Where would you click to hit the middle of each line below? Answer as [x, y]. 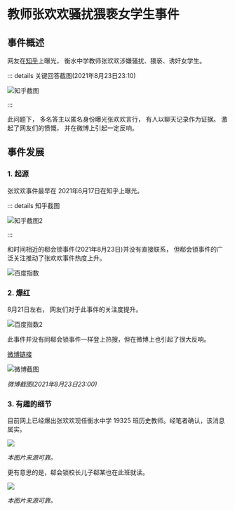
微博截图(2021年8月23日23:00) [52, 384]
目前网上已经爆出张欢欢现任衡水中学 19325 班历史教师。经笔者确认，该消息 [116, 421]
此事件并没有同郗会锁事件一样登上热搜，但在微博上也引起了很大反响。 [109, 339]
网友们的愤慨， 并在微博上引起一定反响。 [79, 128]
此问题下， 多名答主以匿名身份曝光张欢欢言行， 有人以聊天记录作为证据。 [113, 119]
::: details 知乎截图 [34, 205]
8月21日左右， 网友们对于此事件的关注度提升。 [75, 309]
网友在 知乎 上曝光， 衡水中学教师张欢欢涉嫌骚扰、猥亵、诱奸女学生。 [106, 61]
